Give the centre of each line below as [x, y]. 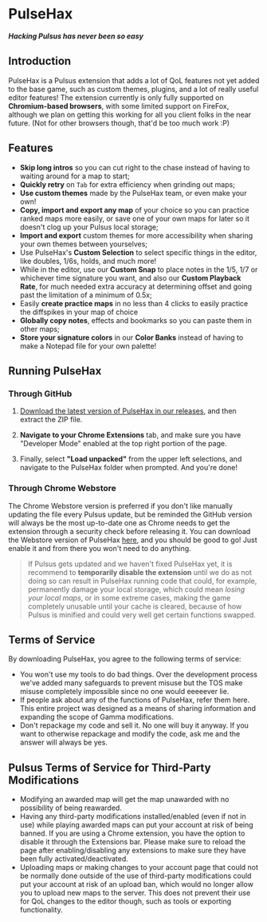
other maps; [39, 329]
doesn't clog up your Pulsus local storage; [89, 227]
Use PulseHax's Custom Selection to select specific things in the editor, [138, 252]
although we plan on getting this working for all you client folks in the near [130, 114]
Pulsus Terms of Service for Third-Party [110, 767]
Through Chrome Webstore [63, 489]
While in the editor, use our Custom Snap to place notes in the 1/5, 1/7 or [139, 269]
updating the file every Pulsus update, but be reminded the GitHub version [130, 514]
